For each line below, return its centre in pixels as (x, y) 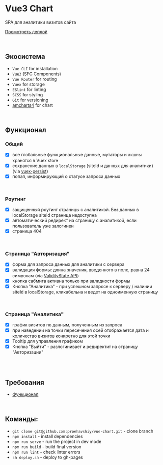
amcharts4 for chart (32, 105)
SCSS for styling (27, 94)
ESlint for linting (29, 89)
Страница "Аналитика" (35, 314)
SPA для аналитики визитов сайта (41, 22)
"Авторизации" (28, 352)
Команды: (22, 419)
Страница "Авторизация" (37, 254)
